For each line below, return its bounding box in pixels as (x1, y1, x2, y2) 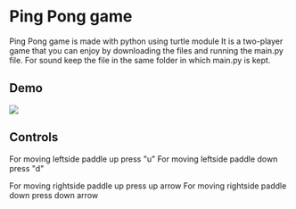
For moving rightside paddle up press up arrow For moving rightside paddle (9, 180, 287, 191)
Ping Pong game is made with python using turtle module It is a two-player (9, 36, 284, 46)
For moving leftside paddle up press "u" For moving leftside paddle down (9, 154, 278, 164)
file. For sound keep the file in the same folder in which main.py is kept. (9, 54, 271, 65)
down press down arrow (9, 189, 99, 200)
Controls (9, 130, 59, 145)
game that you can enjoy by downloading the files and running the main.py (9, 45, 284, 55)
